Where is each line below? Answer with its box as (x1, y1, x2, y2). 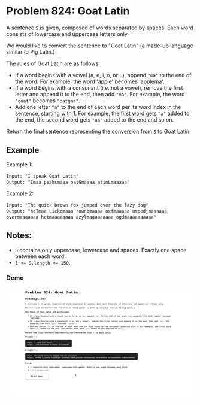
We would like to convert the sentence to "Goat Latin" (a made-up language (6, 42, 193, 49)
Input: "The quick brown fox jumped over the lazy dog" (6, 202, 149, 208)
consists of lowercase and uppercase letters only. (6, 30, 129, 37)
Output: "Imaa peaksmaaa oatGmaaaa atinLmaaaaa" (6, 179, 130, 185)
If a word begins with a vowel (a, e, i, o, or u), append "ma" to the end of (14, 71, 192, 78)
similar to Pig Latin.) (6, 48, 55, 55)
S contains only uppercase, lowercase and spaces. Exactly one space (14, 246, 187, 253)
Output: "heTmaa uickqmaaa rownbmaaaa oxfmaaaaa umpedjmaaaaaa (6, 208, 168, 214)
